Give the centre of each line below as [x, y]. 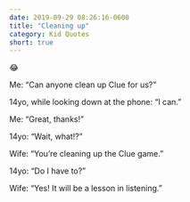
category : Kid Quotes [50, 34]
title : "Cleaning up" [50, 26]
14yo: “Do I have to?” [48, 171]
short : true [31, 42]
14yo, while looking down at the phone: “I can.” [95, 102]
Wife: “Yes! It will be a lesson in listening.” [86, 189]
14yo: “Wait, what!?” [46, 137]
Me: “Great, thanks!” [47, 119]
